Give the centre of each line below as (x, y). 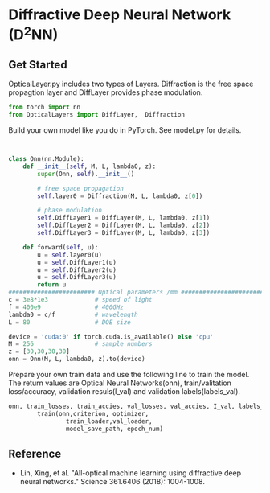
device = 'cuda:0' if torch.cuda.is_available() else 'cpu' (111, 337)
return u (52, 285)
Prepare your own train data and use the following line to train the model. (129, 375)
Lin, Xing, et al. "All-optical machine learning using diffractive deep (131, 473)
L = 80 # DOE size (70, 322)
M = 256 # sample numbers (80, 344)
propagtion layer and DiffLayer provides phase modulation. (106, 92)
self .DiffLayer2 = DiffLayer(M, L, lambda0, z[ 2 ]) (124, 226)
